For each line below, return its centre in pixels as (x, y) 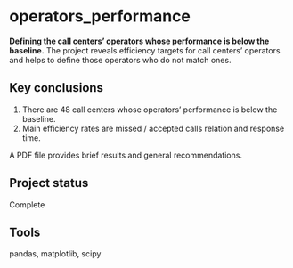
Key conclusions (57, 88)
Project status (49, 183)
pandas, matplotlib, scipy (55, 254)
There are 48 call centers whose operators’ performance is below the (150, 110)
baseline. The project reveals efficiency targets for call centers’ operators (145, 50)
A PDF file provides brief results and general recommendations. (126, 155)
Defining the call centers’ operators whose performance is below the (139, 41)
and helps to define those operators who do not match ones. (120, 60)
